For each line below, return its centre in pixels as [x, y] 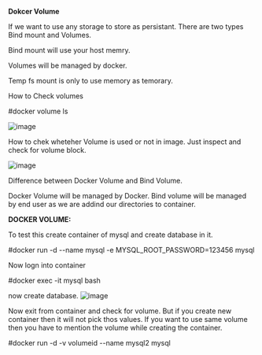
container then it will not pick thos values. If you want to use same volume [128, 319]
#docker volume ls [38, 111]
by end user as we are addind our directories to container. [102, 204]
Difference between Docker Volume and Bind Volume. [95, 181]
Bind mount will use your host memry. [69, 50]
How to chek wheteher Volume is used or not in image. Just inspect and [125, 142]
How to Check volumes [46, 96]
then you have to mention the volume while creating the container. [115, 327]
